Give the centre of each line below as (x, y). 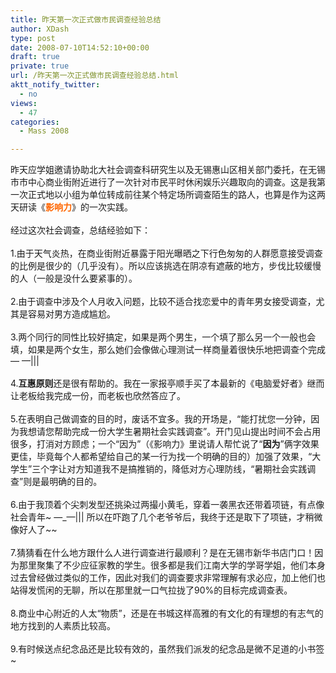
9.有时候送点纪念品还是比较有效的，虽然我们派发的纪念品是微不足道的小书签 (167, 649)
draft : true (35, 57)
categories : (35, 122)
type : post (33, 38)
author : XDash (40, 29)
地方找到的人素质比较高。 (63, 626)
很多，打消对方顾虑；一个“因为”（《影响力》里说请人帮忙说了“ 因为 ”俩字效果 (165, 444)
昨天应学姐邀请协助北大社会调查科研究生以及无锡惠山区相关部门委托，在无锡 (168, 170)
